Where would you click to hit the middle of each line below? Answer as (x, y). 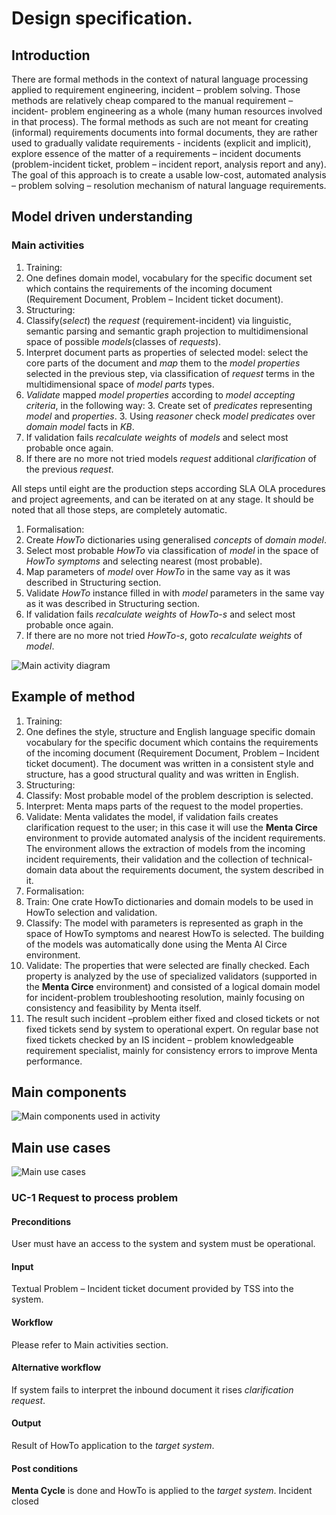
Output (26, 1423)
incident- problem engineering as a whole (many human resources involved (167, 111)
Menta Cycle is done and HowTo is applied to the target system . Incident (162, 1491)
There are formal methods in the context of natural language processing (160, 79)
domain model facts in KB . (80, 426)
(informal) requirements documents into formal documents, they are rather (165, 132)
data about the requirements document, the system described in (191, 869)
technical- (291, 859)
